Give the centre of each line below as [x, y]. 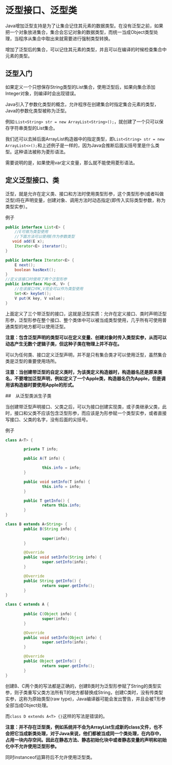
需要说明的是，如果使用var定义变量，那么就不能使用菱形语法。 [71, 163]
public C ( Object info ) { [50, 614]
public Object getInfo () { [52, 661]
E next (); [25, 265]
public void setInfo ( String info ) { [63, 557]
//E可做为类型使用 [31, 232]
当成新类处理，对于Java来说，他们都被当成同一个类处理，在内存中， [91, 733]
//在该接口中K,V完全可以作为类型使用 [49, 289]
